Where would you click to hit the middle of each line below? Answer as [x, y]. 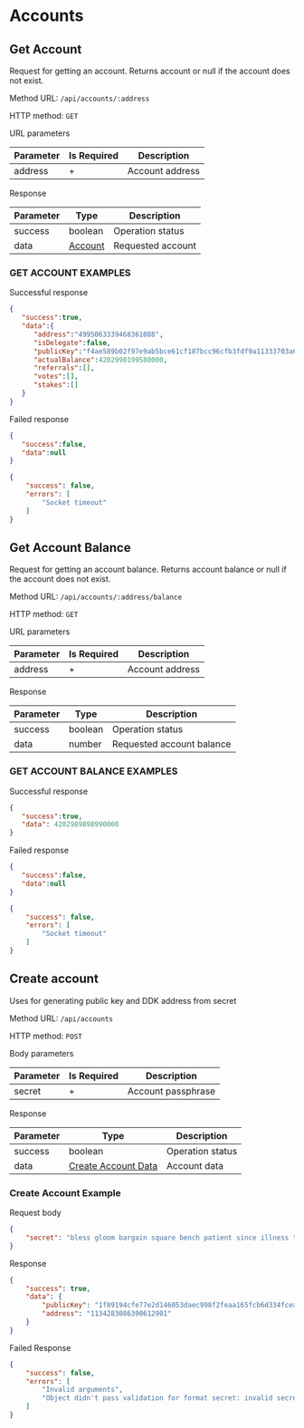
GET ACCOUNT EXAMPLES [70, 273]
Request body [35, 1213]
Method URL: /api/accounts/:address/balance [96, 597]
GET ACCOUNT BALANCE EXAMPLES [94, 771]
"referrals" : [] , [64, 368]
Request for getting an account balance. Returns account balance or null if [148, 569]
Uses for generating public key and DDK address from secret [123, 1000]
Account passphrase [171, 1091]
